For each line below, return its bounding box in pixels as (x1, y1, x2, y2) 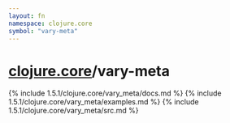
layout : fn (8, 11, 46, 20)
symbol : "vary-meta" (8, 27, 79, 35)
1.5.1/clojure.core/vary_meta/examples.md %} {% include (8, 97, 199, 107)
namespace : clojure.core (8, 19, 93, 28)
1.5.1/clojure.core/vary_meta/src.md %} (8, 106, 140, 116)
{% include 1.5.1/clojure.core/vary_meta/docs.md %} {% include (8, 88, 222, 98)
